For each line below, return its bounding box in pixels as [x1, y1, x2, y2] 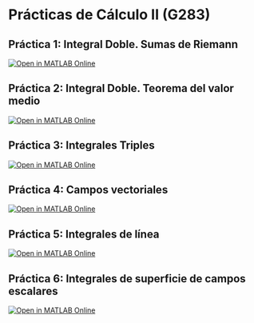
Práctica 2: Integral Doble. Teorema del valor [8, 82, 234, 95]
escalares [8, 284, 58, 297]
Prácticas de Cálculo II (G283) [8, 6, 211, 24]
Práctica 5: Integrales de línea [8, 227, 160, 241]
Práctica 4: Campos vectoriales [8, 183, 169, 197]
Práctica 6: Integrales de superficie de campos [8, 272, 246, 285]
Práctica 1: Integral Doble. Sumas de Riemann [8, 38, 238, 51]
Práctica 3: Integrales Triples [8, 138, 156, 153]
